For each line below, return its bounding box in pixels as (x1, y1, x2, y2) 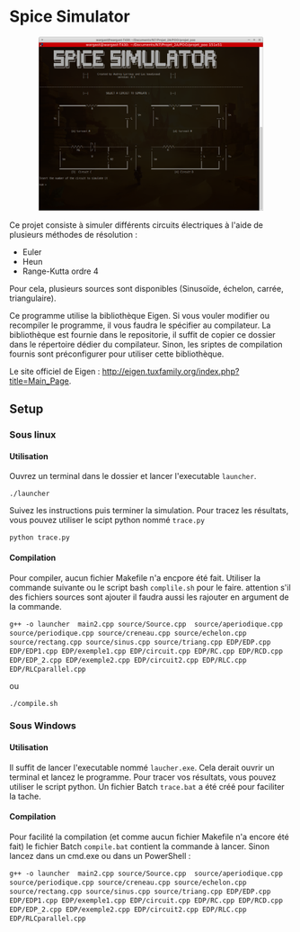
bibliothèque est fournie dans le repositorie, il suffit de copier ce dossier (9, 329, 276, 339)
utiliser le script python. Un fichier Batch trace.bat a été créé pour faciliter (9, 781, 285, 792)
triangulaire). (9, 293, 57, 303)
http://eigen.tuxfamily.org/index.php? (101, 366, 240, 376)
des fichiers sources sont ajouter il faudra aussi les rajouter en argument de (9, 592, 289, 602)
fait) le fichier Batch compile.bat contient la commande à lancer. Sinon (9, 840, 269, 852)
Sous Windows (9, 719, 76, 732)
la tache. (9, 791, 42, 801)
